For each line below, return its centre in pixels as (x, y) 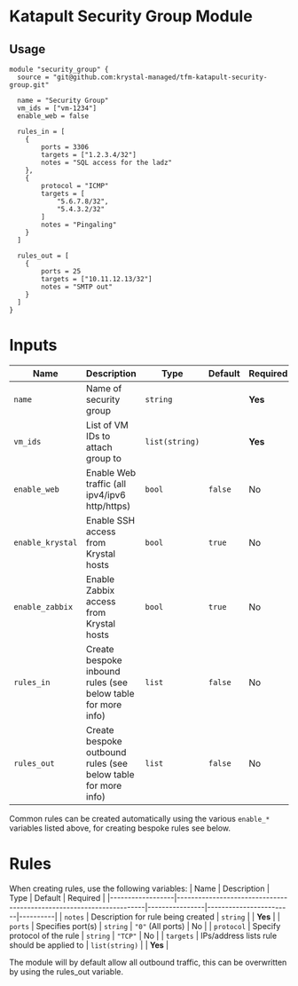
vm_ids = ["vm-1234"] (57, 108)
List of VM (107, 425)
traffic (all (106, 484)
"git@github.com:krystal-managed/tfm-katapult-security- (160, 77)
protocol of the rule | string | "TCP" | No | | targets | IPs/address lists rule (143, 935)
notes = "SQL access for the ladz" (107, 162)
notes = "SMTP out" (77, 287)
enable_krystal (46, 542)
